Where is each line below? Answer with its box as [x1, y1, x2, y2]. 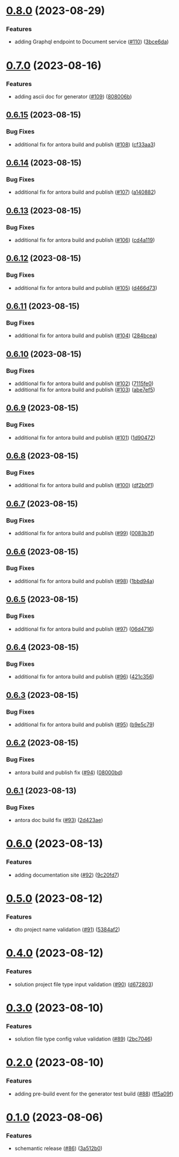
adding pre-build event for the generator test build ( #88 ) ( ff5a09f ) [14, 1090, 174, 1097]
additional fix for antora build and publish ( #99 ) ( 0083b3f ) [14, 530, 155, 537]
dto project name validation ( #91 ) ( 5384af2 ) [14, 926, 121, 933]
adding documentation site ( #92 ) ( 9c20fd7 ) [14, 871, 120, 878]
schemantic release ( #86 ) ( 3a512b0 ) [14, 1145, 103, 1152]
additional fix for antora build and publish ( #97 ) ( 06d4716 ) [14, 625, 154, 632]
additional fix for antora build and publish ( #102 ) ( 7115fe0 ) [14, 380, 154, 387]
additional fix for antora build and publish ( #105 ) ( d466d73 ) [14, 284, 157, 291]
